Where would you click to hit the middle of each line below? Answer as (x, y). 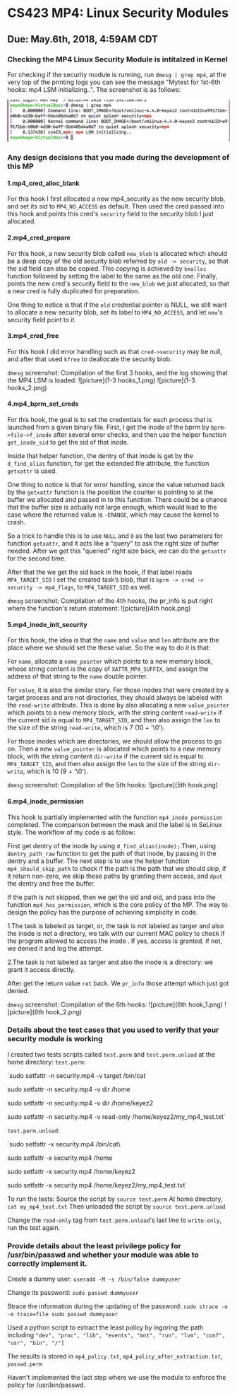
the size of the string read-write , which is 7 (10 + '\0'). (86, 728)
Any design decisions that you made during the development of (119, 158)
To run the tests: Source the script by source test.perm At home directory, (115, 1199)
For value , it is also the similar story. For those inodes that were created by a (118, 690)
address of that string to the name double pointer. (78, 676)
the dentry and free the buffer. (51, 883)
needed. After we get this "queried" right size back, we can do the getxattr (117, 551)
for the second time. (37, 558)
